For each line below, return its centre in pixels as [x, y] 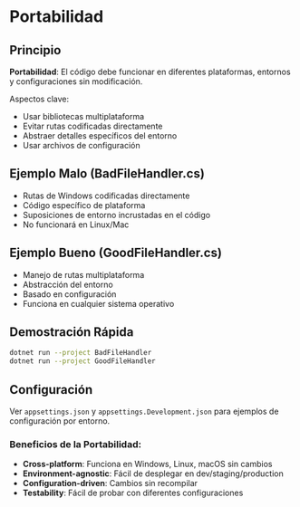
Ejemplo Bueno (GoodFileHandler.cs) [116, 253]
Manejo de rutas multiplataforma [83, 274]
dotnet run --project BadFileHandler [81, 353]
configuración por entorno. [60, 421]
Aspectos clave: [39, 99]
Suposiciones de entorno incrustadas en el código [116, 215]
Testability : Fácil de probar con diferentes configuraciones [133, 493]
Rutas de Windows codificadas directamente [106, 196]
